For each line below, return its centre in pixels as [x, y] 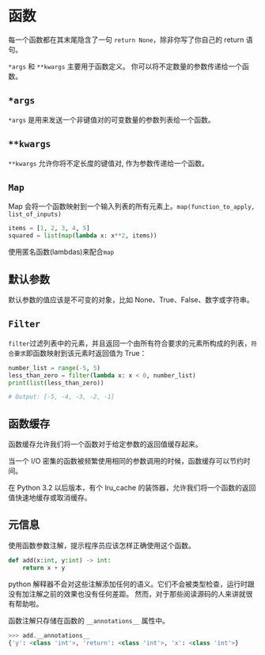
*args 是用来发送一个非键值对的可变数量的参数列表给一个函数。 [112, 119]
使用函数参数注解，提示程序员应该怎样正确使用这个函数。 [102, 545]
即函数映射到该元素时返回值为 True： [86, 353]
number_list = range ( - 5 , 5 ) [55, 368]
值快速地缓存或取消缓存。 [50, 498]
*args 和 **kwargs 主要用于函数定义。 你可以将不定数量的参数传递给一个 [125, 66]
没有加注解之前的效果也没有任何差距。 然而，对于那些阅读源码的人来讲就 [127, 593]
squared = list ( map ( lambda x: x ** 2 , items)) [83, 236]
